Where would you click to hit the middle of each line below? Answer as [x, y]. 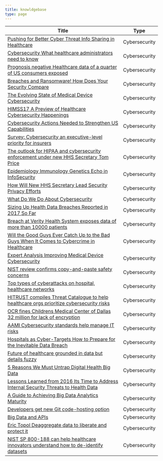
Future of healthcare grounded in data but [55, 353]
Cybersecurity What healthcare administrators [60, 53]
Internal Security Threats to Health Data [53, 387]
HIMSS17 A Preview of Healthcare [47, 109]
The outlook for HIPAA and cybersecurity [54, 151]
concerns [18, 275]
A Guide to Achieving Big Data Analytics [53, 395]
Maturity [17, 401]
